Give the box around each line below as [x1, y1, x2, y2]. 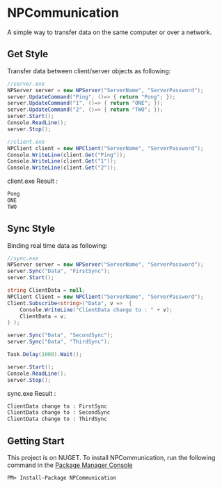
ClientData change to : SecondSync [7, 409, 111, 416]
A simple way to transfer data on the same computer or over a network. [7, 28, 212, 36]
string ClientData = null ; [7, 287, 86, 294]
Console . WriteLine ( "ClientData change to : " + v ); [19, 306, 173, 313]
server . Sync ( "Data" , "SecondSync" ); [7, 332, 113, 339]
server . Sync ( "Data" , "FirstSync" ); [7, 267, 111, 275]
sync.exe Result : [7, 389, 56, 397]
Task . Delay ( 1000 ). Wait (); [7, 351, 82, 358]
